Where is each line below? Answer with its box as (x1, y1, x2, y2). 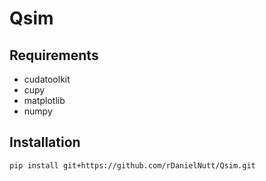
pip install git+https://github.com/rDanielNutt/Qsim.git (9, 160, 256, 171)
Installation (9, 134, 81, 151)
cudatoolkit (23, 73, 71, 85)
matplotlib (23, 95, 66, 106)
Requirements (9, 47, 99, 64)
